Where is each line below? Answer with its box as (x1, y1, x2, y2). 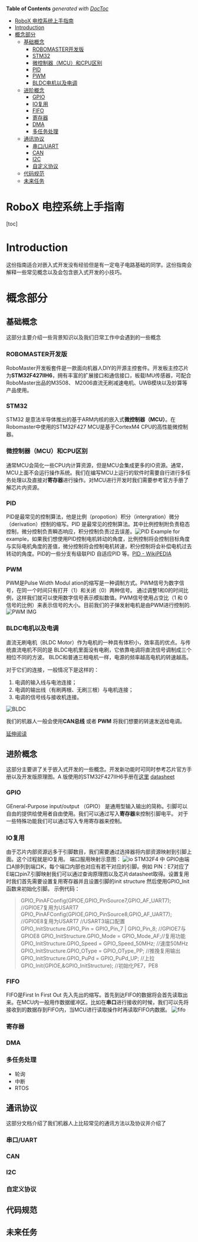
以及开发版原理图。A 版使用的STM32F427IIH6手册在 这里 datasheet (11, 773, 175, 780)
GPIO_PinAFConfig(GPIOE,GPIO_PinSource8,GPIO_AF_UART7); (20, 911, 172, 918)
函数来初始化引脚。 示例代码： (6, 885, 80, 892)
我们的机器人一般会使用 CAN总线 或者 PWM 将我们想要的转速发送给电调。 (6, 717, 186, 724)
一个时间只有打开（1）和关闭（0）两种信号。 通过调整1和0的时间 (26, 587, 184, 594)
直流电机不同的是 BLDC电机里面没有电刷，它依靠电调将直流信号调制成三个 (11, 646, 192, 653)
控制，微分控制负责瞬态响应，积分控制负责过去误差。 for (6, 528, 180, 535)
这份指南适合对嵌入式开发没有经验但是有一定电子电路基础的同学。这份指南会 (6, 261, 192, 268)
